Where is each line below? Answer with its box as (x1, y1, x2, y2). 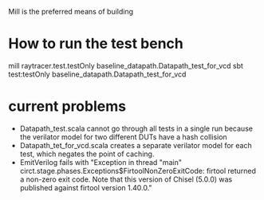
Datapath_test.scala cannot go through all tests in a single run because (19, 124, 254, 133)
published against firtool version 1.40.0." (19, 182, 153, 192)
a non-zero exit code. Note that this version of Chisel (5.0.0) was (19, 175, 233, 184)
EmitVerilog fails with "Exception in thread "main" (19, 157, 182, 167)
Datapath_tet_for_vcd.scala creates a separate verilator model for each (19, 140, 253, 150)
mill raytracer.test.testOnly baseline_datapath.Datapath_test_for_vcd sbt (8, 61, 243, 70)
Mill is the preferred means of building (8, 7, 134, 16)
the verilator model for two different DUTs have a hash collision (19, 131, 227, 142)
